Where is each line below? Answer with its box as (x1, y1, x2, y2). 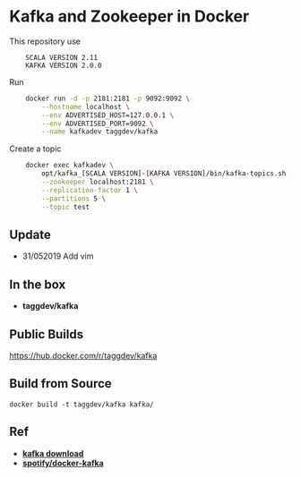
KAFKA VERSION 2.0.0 (25, 61, 102, 70)
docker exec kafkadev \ (25, 161, 115, 170)
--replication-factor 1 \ (41, 185, 139, 194)
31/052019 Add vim (21, 251, 94, 261)
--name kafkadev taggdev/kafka (41, 127, 159, 136)
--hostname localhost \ (41, 102, 130, 111)
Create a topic (9, 143, 62, 154)
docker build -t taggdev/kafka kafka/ (9, 400, 154, 409)
